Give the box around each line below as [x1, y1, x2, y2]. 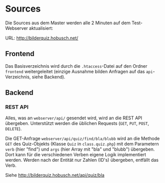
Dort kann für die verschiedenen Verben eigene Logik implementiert [5, 152, 146, 158]
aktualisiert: [29, 25, 53, 31]
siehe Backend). [32, 74, 65, 80]
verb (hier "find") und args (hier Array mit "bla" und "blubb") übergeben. [5, 146, 155, 152]
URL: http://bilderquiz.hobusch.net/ [5, 35, 78, 41]
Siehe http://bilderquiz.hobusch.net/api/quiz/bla [5, 172, 105, 178]
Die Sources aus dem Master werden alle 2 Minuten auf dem [5, 20, 131, 26]
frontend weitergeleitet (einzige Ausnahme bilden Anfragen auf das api [5, 68, 153, 74]
